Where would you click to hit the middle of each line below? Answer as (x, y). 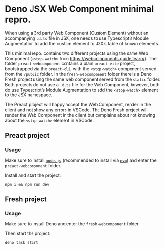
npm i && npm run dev (27, 184)
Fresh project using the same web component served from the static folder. (83, 79)
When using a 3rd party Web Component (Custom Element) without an (77, 33)
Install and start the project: (33, 175)
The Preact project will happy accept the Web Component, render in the (78, 104)
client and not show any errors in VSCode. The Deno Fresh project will (76, 110)
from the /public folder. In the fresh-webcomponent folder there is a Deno (78, 74)
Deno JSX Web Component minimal (80, 9)
